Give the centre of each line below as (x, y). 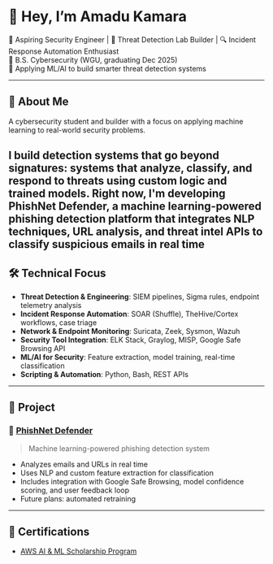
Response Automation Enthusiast (64, 51)
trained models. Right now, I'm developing (117, 194)
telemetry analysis (51, 305)
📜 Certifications (49, 532)
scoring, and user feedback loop (75, 490)
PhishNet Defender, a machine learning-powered (135, 206)
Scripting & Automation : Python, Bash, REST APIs (104, 374)
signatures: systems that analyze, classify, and (130, 169)
